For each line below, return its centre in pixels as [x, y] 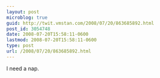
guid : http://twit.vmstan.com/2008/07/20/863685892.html [80, 23]
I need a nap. [23, 68]
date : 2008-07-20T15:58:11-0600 [47, 34]
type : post [20, 46]
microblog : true [27, 18]
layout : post [23, 12]
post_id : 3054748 [28, 29]
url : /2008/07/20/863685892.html [49, 51]
